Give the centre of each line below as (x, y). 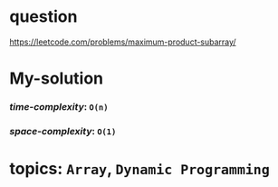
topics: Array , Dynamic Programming (139, 169)
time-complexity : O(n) (59, 107)
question (43, 17)
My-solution (57, 79)
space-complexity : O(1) (63, 131)
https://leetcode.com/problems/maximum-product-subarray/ (123, 42)
